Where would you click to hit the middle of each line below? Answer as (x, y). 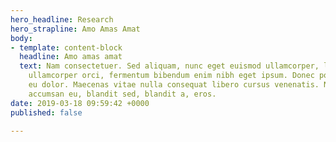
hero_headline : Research (62, 19)
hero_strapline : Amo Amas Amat (75, 29)
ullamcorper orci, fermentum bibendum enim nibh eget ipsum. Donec (171, 76)
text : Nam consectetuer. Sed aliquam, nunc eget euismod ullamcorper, (169, 66)
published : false (46, 112)
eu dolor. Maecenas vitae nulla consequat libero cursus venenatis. (174, 85)
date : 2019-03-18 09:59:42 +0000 (80, 103)
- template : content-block (66, 47)
